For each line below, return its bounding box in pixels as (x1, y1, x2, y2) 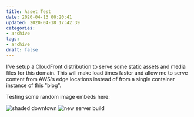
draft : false (6, 47, 38, 53)
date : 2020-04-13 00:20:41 (6, 14, 72, 20)
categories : (6, 25, 35, 31)
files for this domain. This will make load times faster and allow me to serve (6, 69, 188, 76)
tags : (6, 36, 19, 42)
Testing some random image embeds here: (6, 93, 110, 100)
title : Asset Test (6, 8, 51, 15)
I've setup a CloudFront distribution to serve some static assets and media (6, 63, 186, 70)
